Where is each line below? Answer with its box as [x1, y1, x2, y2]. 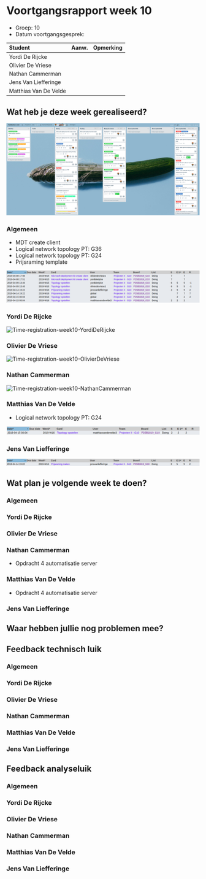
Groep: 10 [15, 24, 40, 31]
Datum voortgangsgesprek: [15, 30, 85, 37]
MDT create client [15, 239, 61, 246]
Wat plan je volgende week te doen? [6, 478, 147, 488]
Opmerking [93, 44, 123, 52]
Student [9, 44, 31, 52]
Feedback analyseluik [6, 764, 92, 774]
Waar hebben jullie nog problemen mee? [6, 623, 164, 634]
